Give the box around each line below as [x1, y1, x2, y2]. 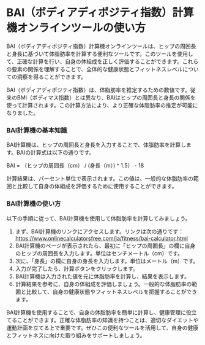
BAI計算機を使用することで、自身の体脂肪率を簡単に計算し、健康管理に [6, 308, 187, 316]
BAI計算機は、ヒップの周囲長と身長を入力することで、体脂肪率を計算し [6, 141, 187, 149]
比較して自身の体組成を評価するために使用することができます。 [17, 182, 177, 190]
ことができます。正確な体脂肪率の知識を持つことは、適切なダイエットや [17, 316, 199, 324]
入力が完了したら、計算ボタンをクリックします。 [15, 265, 139, 272]
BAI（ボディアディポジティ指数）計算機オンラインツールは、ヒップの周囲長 [6, 42, 196, 50]
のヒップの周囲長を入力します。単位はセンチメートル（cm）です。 [15, 249, 184, 257]
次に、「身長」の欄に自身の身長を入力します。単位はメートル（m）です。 [15, 257, 199, 265]
